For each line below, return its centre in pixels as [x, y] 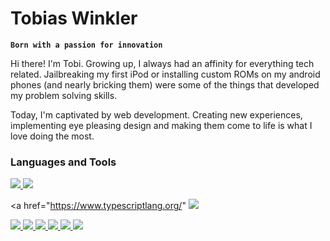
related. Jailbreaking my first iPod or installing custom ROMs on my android [165, 74]
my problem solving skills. [64, 95]
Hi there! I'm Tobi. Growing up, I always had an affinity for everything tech [162, 63]
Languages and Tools [63, 162]
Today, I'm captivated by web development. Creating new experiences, [156, 114]
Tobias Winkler [74, 18]
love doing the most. [52, 136]
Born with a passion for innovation [86, 45]
